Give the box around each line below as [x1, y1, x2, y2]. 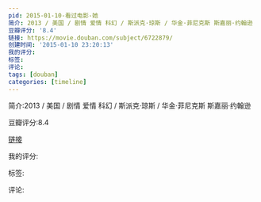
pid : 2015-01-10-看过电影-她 [8, 11, 99, 20]
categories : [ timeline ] [8, 78, 87, 86]
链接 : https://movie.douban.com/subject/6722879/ [8, 33, 173, 42]
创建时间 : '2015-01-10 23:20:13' [8, 41, 114, 49]
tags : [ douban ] [8, 71, 59, 78]
